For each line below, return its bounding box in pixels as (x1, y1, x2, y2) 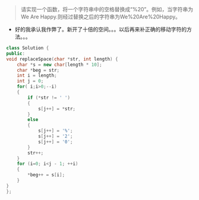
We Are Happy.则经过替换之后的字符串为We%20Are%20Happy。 (20, 13, 181, 20)
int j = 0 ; (17, 78, 44, 84)
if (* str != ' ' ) (27, 94, 70, 100)
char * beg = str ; (17, 67, 60, 73)
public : (6, 50, 26, 56)
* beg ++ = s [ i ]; (27, 172, 65, 178)
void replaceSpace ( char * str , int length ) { (6, 56, 118, 62)
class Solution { (6, 45, 49, 51)
